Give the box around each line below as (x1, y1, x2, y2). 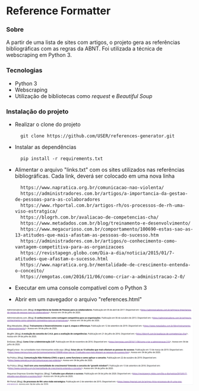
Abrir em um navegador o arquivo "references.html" (14, 296, 143, 303)
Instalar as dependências (14, 144, 77, 151)
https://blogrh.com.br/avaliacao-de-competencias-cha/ (20, 215, 159, 220)
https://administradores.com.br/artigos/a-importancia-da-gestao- (20, 191, 188, 197)
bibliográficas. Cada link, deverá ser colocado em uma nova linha (14, 172, 175, 179)
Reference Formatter (6, 4, 111, 18)
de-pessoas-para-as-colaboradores (14, 197, 100, 203)
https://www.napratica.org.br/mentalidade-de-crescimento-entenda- (20, 262, 191, 268)
